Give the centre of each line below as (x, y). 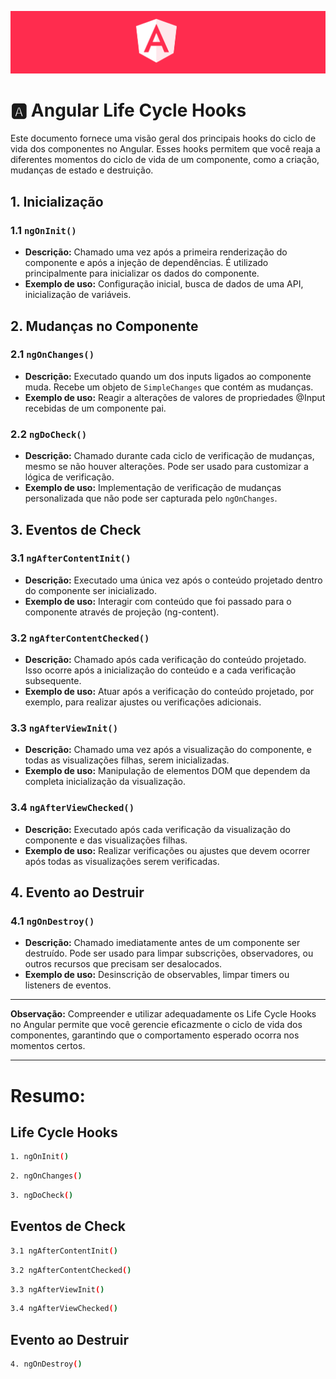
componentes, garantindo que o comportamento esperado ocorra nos (155, 1035)
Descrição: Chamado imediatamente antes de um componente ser (162, 943)
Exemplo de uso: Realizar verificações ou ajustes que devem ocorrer (167, 850)
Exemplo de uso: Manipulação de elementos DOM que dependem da (167, 771)
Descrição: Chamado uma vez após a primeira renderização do (156, 252)
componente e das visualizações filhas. (106, 840)
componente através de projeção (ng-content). (122, 612)
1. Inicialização (57, 201)
